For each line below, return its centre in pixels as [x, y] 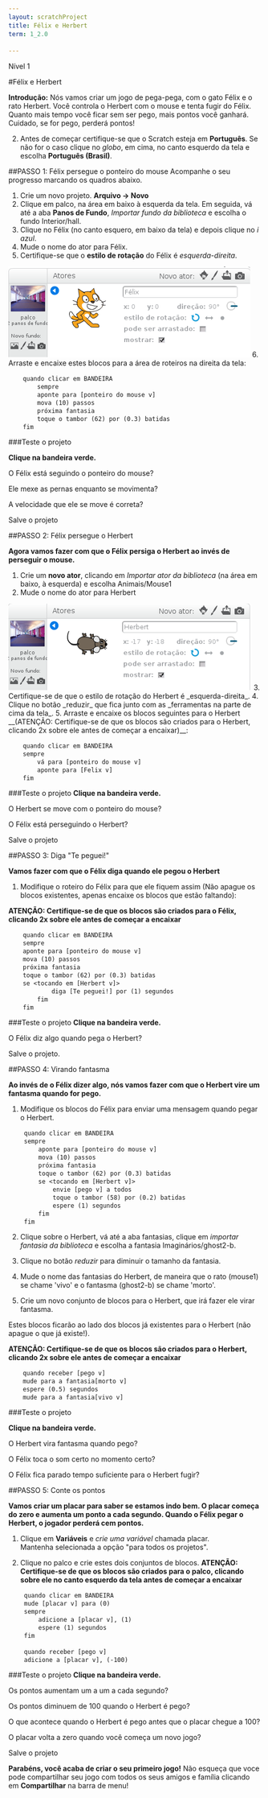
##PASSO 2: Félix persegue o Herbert [71, 536]
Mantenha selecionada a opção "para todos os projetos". [114, 1547]
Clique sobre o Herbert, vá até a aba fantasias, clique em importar [129, 1237]
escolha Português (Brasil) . [66, 156]
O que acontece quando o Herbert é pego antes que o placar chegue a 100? [134, 1722]
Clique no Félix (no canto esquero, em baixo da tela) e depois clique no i [139, 230]
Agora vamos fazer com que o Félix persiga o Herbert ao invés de [119, 551]
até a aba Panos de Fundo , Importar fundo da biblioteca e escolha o [133, 212]
